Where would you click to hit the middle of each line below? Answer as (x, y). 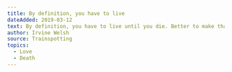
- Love (23, 52)
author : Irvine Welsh (38, 33)
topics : (18, 45)
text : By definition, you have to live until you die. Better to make (111, 26)
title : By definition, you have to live (66, 13)
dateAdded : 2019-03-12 (40, 20)
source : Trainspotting (40, 39)
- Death (25, 58)
